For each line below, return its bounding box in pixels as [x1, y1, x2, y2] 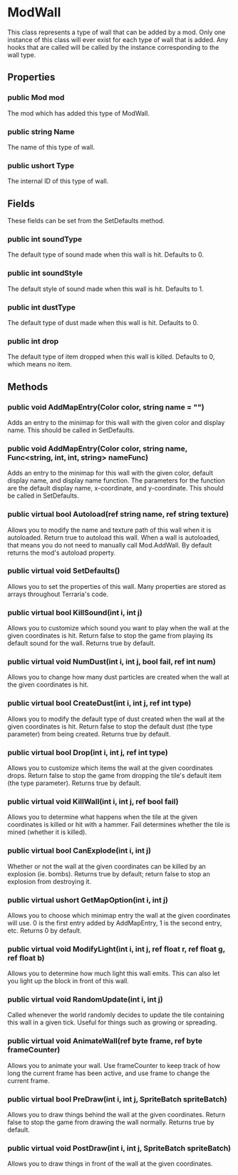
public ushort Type [7, 160, 75, 170]
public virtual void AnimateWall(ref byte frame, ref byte [7, 1036, 203, 1046]
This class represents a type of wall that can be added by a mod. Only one [7, 28, 226, 36]
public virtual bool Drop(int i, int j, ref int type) [7, 747, 169, 757]
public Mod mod [7, 93, 65, 103]
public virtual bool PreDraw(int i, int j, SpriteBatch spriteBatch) [7, 1094, 227, 1104]
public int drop [7, 336, 59, 346]
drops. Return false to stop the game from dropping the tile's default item [7, 771, 222, 779]
